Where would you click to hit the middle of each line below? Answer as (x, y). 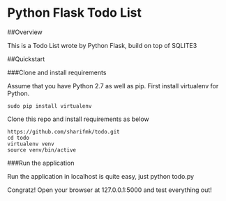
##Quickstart (26, 59)
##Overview (25, 32)
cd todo (18, 138)
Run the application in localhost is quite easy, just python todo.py (100, 176)
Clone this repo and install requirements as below (78, 119)
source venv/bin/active (42, 150)
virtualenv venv (31, 144)
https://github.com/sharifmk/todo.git (63, 131)
